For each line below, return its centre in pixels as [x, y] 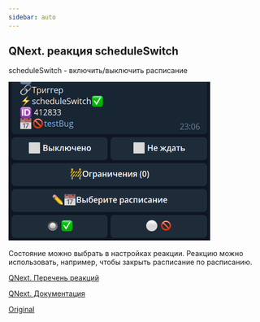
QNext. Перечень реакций [54, 278]
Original [22, 310]
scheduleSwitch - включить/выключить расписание [98, 71]
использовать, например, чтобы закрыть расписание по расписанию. [130, 262]
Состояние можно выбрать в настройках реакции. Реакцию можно [126, 254]
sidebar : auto [32, 17]
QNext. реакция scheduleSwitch [93, 52]
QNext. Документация [47, 294]
